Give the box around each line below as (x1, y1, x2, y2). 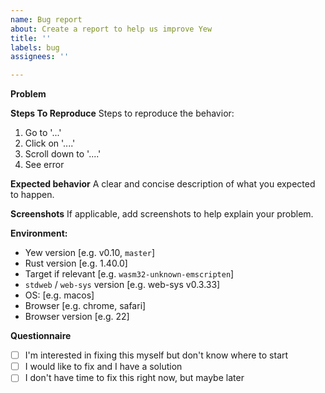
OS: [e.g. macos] (24, 289, 95, 301)
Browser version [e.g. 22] (24, 311, 130, 323)
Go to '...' (24, 127, 62, 139)
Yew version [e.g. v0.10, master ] (24, 247, 156, 259)
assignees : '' (10, 52, 70, 62)
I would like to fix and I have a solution (24, 361, 183, 373)
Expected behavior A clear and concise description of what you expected (10, 178, 316, 190)
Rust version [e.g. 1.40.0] (24, 257, 128, 270)
